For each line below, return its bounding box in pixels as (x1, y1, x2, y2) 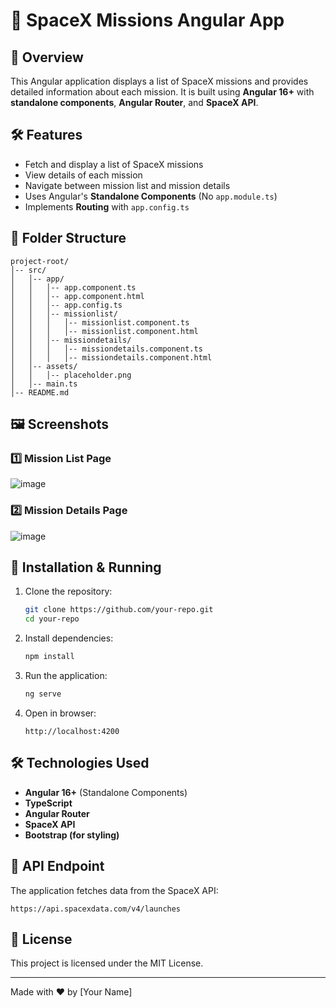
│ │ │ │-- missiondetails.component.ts (10, 344, 203, 354)
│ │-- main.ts (10, 379, 78, 389)
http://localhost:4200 (24, 726, 120, 736)
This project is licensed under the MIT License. (10, 957, 204, 969)
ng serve (24, 689, 62, 699)
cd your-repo (24, 614, 80, 624)
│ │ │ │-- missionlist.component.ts (10, 317, 190, 328)
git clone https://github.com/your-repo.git (24, 605, 214, 615)
